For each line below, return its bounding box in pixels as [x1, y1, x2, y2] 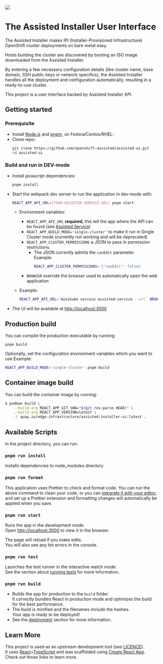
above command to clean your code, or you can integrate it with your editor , [5, 490, 157, 496]
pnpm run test [5, 554, 38, 559]
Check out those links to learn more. [5, 654, 78, 660]
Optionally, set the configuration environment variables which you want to [5, 350, 153, 356]
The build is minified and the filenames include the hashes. [12, 607, 130, 612]
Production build [5, 320, 57, 328]
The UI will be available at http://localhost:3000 [12, 306, 107, 312]
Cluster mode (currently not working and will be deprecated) [26, 234, 148, 240]
